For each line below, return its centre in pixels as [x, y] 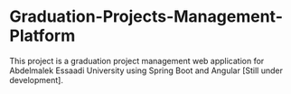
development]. [36, 80]
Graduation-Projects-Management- [146, 17]
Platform [42, 36]
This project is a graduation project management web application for [137, 61]
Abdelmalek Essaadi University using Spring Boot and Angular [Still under [146, 70]
